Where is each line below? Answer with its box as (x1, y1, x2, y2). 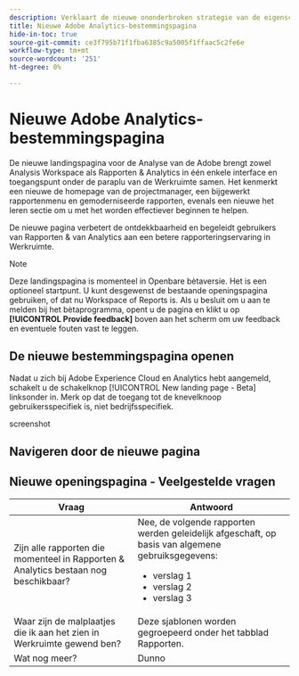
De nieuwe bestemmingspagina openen (9, 349, 234, 364)
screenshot (9, 418, 51, 429)
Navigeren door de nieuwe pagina (9, 444, 200, 459)
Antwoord (190, 500, 234, 513)
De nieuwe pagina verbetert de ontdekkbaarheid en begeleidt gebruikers (9, 222, 277, 233)
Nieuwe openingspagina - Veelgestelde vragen (9, 474, 276, 490)
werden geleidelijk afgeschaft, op (137, 527, 277, 540)
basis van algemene (137, 538, 222, 550)
